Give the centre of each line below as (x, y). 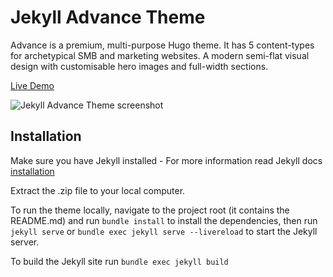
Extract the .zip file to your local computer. (98, 190)
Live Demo (32, 85)
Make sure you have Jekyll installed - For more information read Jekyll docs (166, 160)
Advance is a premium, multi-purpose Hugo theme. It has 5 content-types (162, 45)
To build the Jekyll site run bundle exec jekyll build (119, 261)
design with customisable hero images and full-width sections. (139, 66)
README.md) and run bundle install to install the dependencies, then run (164, 220)
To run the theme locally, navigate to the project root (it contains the (150, 210)
